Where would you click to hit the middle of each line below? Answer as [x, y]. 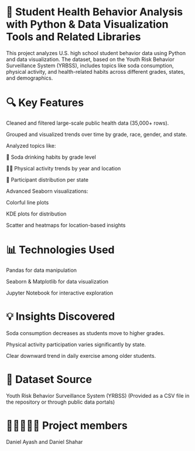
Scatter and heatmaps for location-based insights [66, 225]
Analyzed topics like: [31, 145]
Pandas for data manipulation [42, 270]
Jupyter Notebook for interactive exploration [60, 293]
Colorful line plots [28, 202]
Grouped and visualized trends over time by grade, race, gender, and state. [97, 134]
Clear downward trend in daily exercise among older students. [81, 356]
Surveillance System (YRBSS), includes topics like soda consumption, [90, 65]
